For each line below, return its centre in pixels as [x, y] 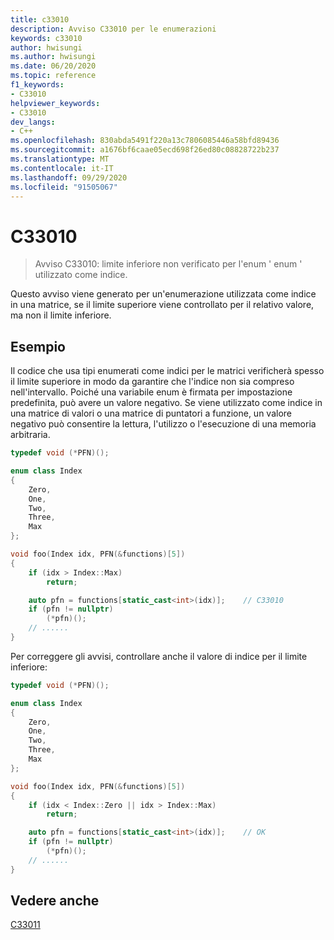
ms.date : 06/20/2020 [53, 66]
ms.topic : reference [53, 76]
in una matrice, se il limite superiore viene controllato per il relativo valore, [162, 305]
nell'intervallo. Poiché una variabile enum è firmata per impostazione [151, 392]
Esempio [38, 346]
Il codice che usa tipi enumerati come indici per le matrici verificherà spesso [167, 371]
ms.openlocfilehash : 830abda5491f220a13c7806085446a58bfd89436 [145, 141]
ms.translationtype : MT [60, 159]
